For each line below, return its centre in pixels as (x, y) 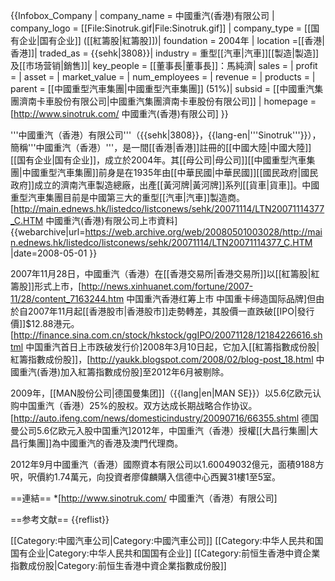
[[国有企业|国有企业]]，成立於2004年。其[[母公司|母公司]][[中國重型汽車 (158, 160)
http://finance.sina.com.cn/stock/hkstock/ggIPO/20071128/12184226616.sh (168, 335)
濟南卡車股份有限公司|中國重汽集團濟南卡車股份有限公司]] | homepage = (167, 101)
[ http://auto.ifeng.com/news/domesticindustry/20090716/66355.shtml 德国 (164, 418)
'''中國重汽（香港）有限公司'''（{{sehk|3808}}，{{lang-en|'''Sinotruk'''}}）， (166, 135)
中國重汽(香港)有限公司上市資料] (111, 220)
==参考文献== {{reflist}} (60, 519)
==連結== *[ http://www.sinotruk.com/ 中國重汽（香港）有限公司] (144, 498)
